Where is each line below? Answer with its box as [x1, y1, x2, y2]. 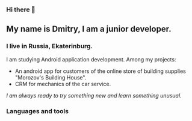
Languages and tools [6, 107, 69, 115]
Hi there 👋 [6, 5, 36, 14]
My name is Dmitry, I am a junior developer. [6, 24, 172, 34]
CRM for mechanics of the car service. [14, 80, 111, 87]
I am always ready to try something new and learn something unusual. [6, 92, 182, 99]
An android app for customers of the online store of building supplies [14, 67, 187, 75]
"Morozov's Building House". [14, 73, 87, 81]
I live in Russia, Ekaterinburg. [6, 42, 93, 51]
